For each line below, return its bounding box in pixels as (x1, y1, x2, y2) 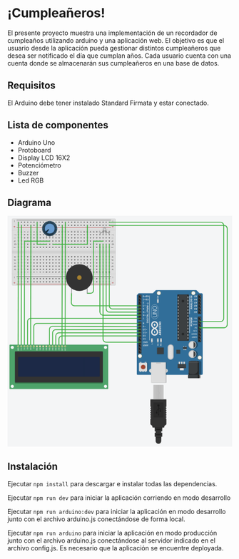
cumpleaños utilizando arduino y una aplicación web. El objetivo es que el (7, 36, 225, 44)
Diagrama (7, 196, 52, 208)
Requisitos (7, 80, 56, 92)
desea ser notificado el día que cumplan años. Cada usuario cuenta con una (7, 51, 232, 60)
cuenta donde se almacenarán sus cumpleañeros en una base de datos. (7, 58, 220, 67)
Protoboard (17, 145, 51, 154)
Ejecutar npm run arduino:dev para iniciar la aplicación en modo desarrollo (7, 507, 226, 516)
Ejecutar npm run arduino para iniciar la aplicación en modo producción (7, 528, 218, 537)
